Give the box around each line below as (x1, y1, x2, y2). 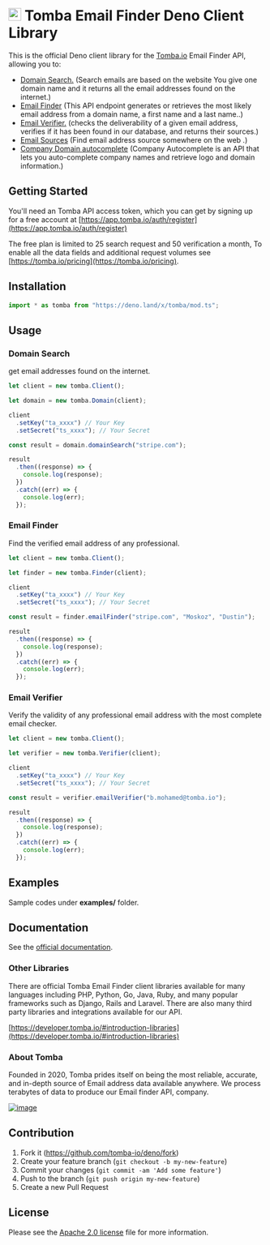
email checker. (8, 719, 58, 729)
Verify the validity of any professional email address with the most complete (8, 710, 262, 720)
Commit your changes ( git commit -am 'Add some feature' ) (19, 1165, 221, 1174)
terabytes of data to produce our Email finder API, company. (8, 1087, 209, 1097)
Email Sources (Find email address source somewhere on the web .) (19, 135, 248, 144)
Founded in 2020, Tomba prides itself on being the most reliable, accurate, (8, 1070, 258, 1080)
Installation (8, 280, 66, 293)
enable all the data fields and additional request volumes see (8, 247, 211, 257)
